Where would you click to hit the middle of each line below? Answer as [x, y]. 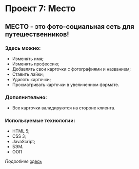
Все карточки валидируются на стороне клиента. [64, 108]
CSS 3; [19, 136]
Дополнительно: [26, 97]
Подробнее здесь [24, 161]
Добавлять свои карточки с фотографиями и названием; [71, 69]
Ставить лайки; [28, 74]
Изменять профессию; [36, 63]
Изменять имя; [28, 59]
